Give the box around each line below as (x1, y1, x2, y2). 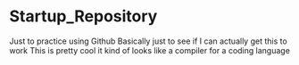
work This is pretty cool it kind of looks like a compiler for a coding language (9, 45, 290, 55)
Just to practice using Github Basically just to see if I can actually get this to (9, 36, 287, 46)
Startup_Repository (9, 6, 158, 27)
